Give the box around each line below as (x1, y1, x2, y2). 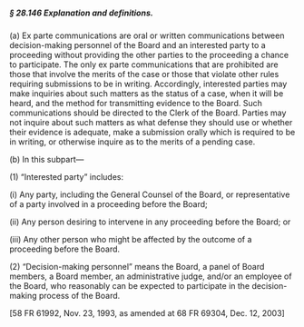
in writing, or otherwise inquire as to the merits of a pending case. (9, 136, 256, 147)
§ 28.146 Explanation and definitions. (9, 7, 154, 18)
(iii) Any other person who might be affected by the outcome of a (9, 233, 252, 244)
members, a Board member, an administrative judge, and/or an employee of (9, 271, 292, 282)
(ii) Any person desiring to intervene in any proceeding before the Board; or (9, 216, 291, 227)
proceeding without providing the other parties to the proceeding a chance (9, 49, 289, 60)
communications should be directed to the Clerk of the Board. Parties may (9, 107, 287, 118)
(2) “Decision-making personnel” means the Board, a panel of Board (9, 261, 265, 272)
